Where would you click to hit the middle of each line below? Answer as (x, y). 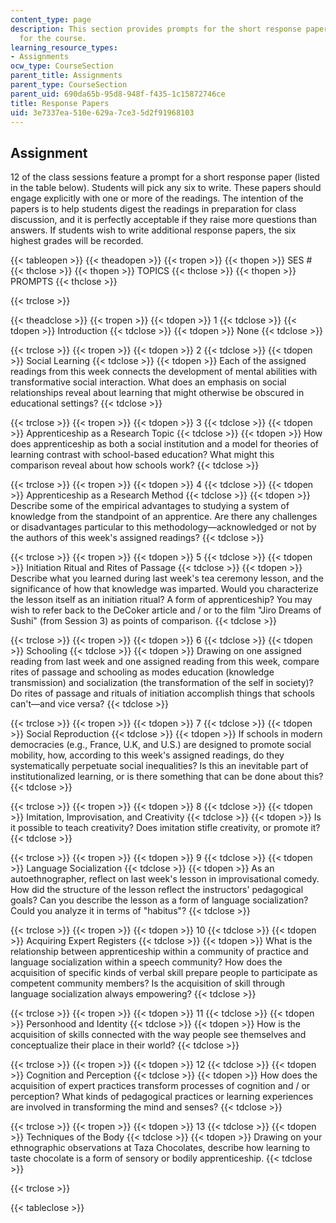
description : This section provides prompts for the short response (156, 29)
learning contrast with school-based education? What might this (142, 455)
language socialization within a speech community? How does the (146, 962)
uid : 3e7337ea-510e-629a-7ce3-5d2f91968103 (102, 112)
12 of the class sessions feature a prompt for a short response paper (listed (165, 177)
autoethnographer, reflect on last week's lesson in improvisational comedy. (165, 879)
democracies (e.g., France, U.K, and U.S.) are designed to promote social (161, 745)
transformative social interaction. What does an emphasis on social (148, 382)
